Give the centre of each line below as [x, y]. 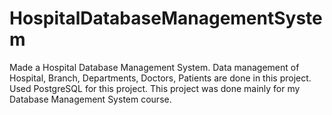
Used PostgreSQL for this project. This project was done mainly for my [155, 88]
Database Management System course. [90, 99]
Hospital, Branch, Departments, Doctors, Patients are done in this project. [160, 78]
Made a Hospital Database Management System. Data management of [154, 67]
